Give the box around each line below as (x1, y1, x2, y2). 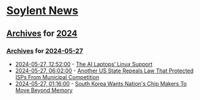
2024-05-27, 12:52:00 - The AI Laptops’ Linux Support (15, 60, 153, 67)
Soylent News (6, 4, 78, 18)
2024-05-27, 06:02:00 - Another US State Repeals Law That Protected (15, 67, 194, 74)
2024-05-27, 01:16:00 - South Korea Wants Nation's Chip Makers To (15, 80, 187, 87)
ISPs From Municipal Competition (15, 73, 100, 80)
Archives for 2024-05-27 (6, 47, 84, 55)
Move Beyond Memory (15, 87, 73, 94)
